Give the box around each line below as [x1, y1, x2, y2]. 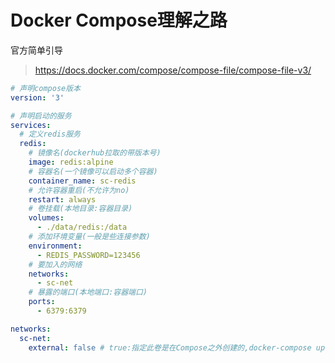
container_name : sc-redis [28, 176, 137, 186]
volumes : [28, 213, 65, 223]
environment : [28, 241, 83, 251]
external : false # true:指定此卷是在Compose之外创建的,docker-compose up [28, 342, 326, 353]
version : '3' [10, 92, 65, 103]
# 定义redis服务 [19, 129, 81, 140]
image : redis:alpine [28, 157, 114, 168]
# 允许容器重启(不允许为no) [28, 185, 130, 195]
